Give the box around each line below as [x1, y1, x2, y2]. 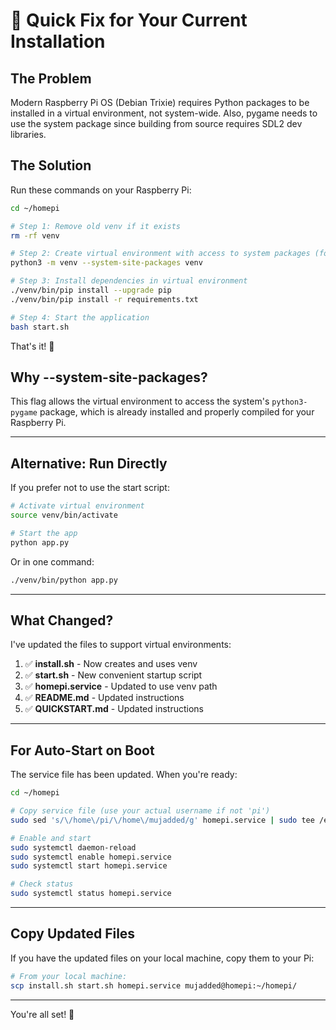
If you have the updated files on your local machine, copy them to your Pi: [10, 952, 315, 964]
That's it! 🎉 [10, 340, 55, 352]
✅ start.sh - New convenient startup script [24, 669, 203, 681]
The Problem [10, 70, 92, 87]
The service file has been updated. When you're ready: [10, 769, 238, 781]
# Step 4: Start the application [10, 312, 150, 323]
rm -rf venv [10, 230, 60, 241]
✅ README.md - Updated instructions [24, 692, 185, 704]
